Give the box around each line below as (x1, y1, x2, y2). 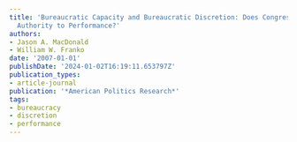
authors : (9, 29, 42, 38)
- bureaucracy (9, 103, 62, 112)
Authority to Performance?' (17, 21, 121, 30)
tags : (9, 94, 29, 104)
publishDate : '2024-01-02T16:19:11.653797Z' (9, 63, 176, 71)
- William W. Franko (9, 46, 86, 55)
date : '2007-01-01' (9, 54, 81, 63)
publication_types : (9, 71, 81, 79)
